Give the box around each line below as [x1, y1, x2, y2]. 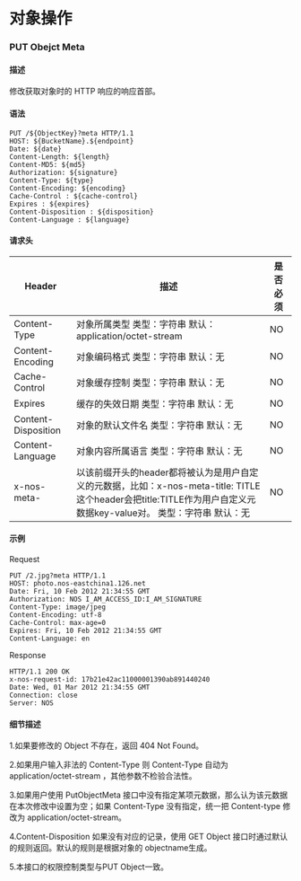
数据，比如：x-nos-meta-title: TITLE [102, 480, 262, 492]
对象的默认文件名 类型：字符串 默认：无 [75, 418, 244, 431]
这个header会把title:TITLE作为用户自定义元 [75, 493, 256, 506]
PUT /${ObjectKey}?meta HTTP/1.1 [9, 128, 134, 137]
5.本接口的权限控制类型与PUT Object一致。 [9, 861, 168, 872]
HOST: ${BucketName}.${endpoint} [9, 137, 134, 145]
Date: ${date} [9, 145, 63, 154]
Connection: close [9, 691, 78, 700]
